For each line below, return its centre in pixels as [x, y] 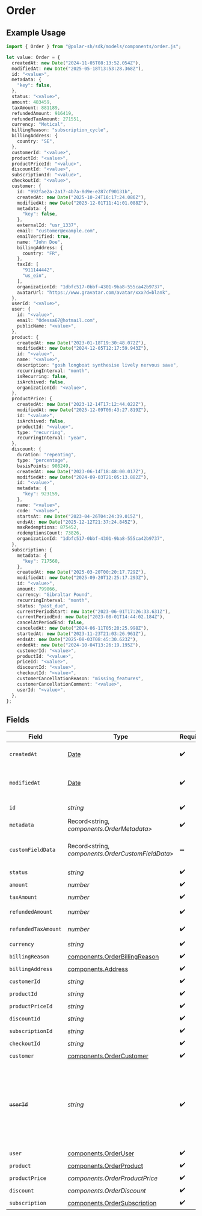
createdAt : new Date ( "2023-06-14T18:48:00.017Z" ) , [82, 471]
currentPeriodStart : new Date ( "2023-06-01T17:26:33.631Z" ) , [94, 612]
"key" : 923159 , [41, 494]
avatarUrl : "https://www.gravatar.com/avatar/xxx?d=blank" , [94, 293]
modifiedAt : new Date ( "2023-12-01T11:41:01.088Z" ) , [83, 203]
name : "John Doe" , [40, 242]
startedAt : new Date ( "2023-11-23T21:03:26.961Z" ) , [82, 634]
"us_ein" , [34, 276]
